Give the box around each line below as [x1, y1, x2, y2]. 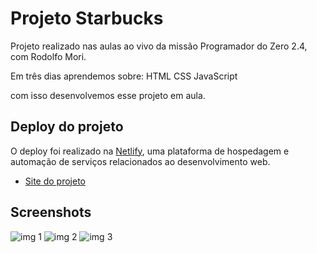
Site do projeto [24, 175, 87, 187]
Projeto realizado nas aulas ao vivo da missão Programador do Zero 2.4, [10, 40, 308, 52]
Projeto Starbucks [10, 7, 164, 30]
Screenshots [10, 204, 92, 221]
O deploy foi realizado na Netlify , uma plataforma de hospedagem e [10, 145, 290, 157]
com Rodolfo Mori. [10, 50, 87, 62]
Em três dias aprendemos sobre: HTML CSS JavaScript [10, 70, 238, 82]
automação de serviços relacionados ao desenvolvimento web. [10, 155, 271, 167]
